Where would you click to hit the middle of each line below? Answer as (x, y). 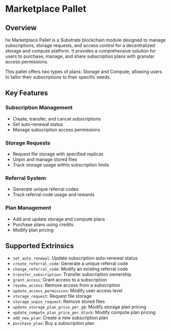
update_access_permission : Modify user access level (67, 291)
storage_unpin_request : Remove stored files (59, 301)
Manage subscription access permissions (56, 129)
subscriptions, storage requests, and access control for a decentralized (80, 45)
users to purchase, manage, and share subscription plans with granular (80, 56)
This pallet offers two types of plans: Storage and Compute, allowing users (84, 72)
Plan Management (28, 208)
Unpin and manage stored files (45, 159)
